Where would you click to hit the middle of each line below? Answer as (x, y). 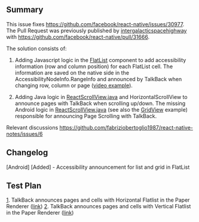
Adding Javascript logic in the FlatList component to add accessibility (100, 60)
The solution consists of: (36, 48)
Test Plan (24, 186)
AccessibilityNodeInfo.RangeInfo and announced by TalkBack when (98, 79)
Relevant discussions (32, 127)
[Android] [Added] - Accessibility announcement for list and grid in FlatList (98, 167)
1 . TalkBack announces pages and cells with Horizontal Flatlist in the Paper (98, 200)
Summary (25, 10)
